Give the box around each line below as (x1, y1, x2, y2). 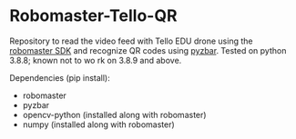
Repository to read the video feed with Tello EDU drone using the (9, 35, 253, 46)
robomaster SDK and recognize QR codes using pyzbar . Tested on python (9, 45, 287, 55)
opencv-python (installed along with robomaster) (22, 109, 207, 120)
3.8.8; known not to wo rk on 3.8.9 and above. (9, 55, 182, 65)
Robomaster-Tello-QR (9, 5, 178, 26)
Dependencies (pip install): (9, 72, 111, 83)
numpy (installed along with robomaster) (22, 119, 175, 130)
